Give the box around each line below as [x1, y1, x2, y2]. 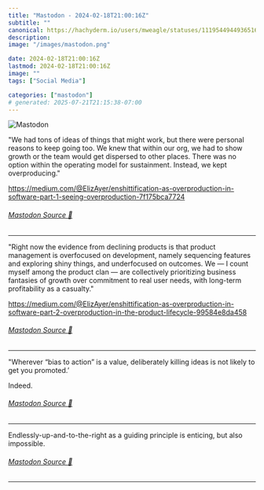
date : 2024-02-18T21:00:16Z [8, 55, 101, 63]
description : [8, 33, 51, 42]
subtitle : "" [8, 19, 51, 27]
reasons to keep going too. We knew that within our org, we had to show [8, 143, 243, 153]
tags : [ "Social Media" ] [8, 76, 86, 85]
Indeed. [8, 381, 33, 390]
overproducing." [8, 168, 60, 178]
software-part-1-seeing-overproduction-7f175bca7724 [8, 192, 185, 201]
